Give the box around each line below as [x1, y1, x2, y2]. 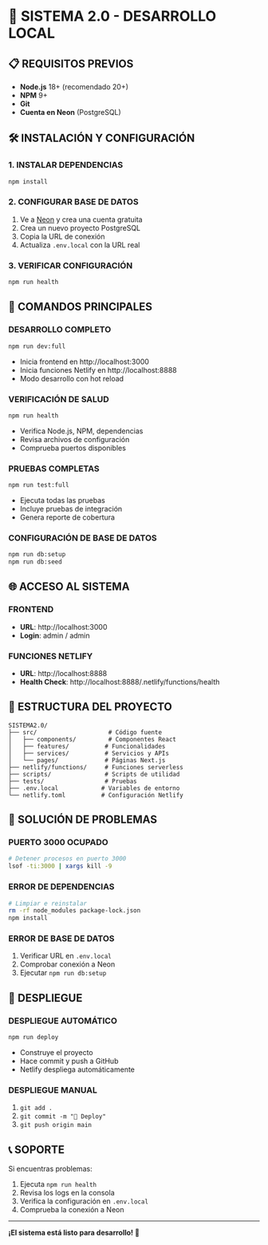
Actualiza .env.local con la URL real [19, 239, 140, 250]
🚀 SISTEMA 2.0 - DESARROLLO [8, 7, 217, 26]
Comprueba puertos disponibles [19, 443, 126, 453]
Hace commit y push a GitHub [19, 1057, 119, 1065]
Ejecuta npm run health [19, 1180, 97, 1189]
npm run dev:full [8, 342, 66, 350]
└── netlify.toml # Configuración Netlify [8, 791, 183, 799]
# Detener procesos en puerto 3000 [8, 855, 127, 863]
